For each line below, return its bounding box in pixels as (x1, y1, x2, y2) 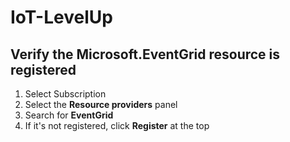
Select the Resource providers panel (24, 99, 178, 110)
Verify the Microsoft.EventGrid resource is (10, 46, 281, 63)
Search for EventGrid (24, 109, 114, 121)
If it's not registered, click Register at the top (24, 120, 210, 131)
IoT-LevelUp (10, 6, 113, 29)
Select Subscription (24, 88, 107, 100)
